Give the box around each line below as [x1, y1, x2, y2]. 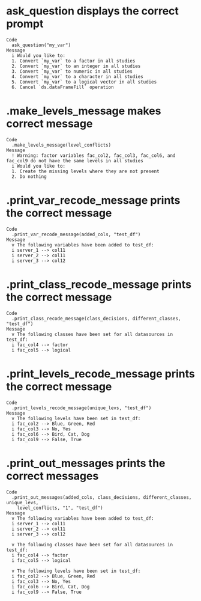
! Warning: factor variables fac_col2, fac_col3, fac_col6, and [11, 152, 176, 159]
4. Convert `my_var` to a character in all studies [11, 73, 144, 79]
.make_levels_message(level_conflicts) [11, 142, 112, 148]
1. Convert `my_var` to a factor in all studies [11, 58, 136, 64]
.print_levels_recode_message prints [6, 367, 195, 380]
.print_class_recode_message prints [6, 278, 192, 291]
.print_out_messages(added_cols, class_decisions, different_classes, [11, 494, 192, 500]
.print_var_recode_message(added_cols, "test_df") [11, 231, 141, 237]
